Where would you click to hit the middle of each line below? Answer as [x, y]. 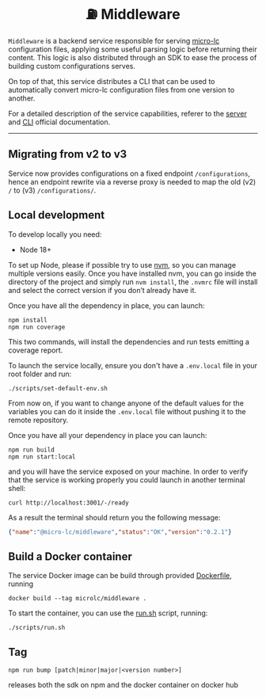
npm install [28, 320]
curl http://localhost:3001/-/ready [68, 503]
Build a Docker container [70, 556]
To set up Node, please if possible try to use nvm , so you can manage [122, 265]
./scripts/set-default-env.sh [58, 388]
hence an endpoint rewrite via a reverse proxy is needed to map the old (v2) [132, 181]
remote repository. [38, 420]
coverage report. [36, 350]
